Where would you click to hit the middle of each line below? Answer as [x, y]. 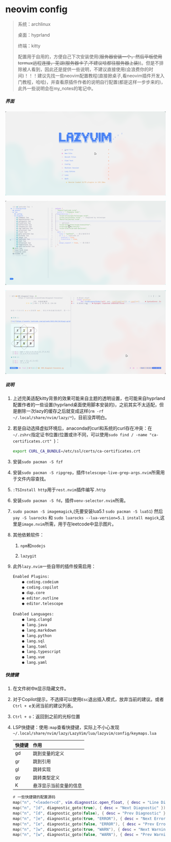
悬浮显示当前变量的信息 [58, 785]
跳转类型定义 [46, 777]
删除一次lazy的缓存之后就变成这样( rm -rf [60, 411]
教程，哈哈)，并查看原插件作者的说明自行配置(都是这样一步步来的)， [94, 82]
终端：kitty [29, 46]
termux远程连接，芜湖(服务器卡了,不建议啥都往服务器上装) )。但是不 [88, 63]
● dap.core [34, 593]
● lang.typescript [41, 652]
